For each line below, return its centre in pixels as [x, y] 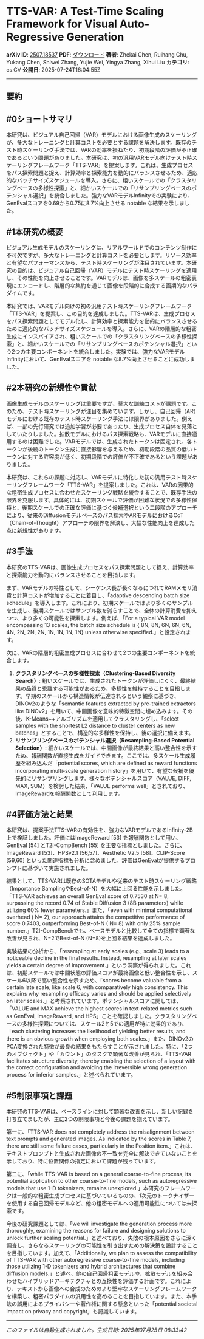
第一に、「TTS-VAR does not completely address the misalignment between [100, 1132]
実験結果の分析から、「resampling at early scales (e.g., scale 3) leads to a [98, 951]
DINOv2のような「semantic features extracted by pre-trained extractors [105, 704]
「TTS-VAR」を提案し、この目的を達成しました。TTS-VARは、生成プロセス [101, 313]
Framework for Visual [62, 24]
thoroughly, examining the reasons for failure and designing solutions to [96, 1231]
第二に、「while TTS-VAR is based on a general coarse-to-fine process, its [99, 1174]
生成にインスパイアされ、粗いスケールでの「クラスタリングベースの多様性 [99, 336]
